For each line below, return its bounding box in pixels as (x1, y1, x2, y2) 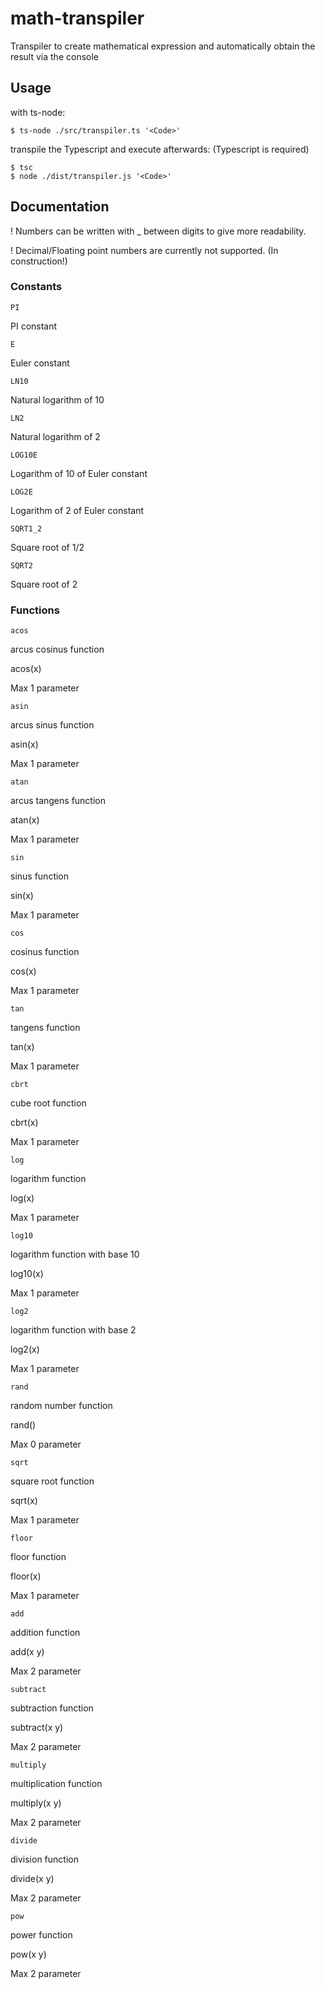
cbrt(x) (10, 1117, 39, 1129)
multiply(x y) (10, 1797, 62, 1809)
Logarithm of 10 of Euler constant (10, 467, 148, 479)
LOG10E (10, 450, 38, 460)
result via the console (10, 50, 99, 62)
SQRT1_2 (10, 523, 43, 534)
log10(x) (10, 1268, 44, 1280)
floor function (10, 1551, 67, 1563)
